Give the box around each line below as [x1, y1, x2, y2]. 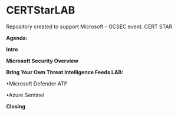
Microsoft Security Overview [6, 57, 78, 64]
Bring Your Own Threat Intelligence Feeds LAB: [6, 68, 124, 75]
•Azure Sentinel [6, 91, 45, 98]
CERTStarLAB [6, 4, 75, 17]
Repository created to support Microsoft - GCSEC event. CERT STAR [6, 23, 173, 30]
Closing [6, 102, 25, 110]
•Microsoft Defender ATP [6, 80, 68, 87]
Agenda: [6, 34, 28, 41]
